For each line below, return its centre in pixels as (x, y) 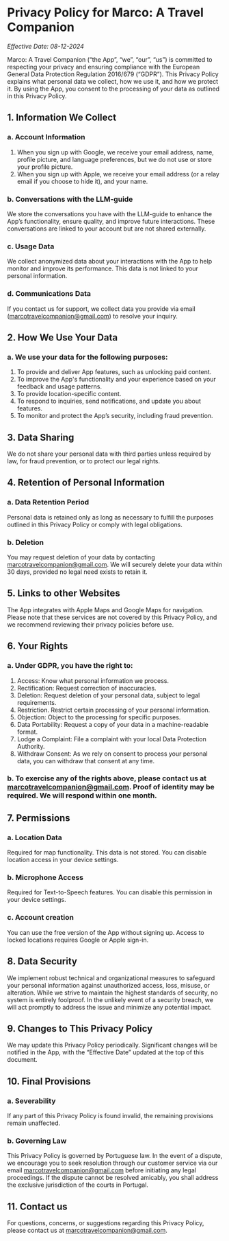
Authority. (31, 746)
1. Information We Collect (62, 118)
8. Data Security (42, 961)
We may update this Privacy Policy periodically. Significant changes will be (112, 1045)
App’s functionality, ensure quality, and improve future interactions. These (111, 221)
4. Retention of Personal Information (86, 483)
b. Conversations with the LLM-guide (70, 199)
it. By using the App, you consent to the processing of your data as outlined (113, 89)
